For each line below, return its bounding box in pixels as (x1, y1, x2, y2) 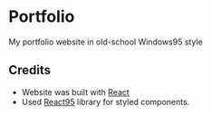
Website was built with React (21, 86, 130, 97)
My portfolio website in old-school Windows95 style (8, 36, 203, 47)
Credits (8, 63, 52, 78)
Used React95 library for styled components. (21, 96, 190, 107)
